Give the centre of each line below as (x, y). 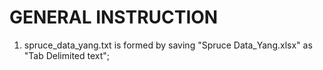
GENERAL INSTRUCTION (114, 17)
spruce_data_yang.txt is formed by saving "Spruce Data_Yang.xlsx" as (168, 45)
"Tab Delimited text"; (67, 55)
